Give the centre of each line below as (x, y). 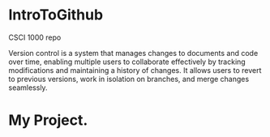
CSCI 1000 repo (35, 37)
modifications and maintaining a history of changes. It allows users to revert (135, 70)
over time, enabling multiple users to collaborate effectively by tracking (127, 62)
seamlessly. (28, 88)
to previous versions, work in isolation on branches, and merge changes (129, 79)
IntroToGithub (56, 15)
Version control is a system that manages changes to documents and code (133, 53)
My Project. (48, 120)
